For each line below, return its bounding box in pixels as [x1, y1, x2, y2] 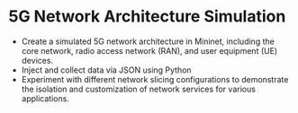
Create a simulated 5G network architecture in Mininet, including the [21, 36, 275, 47]
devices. [21, 55, 54, 65]
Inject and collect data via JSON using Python [21, 65, 192, 75]
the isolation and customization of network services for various [21, 83, 256, 94]
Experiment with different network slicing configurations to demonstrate [21, 74, 289, 84]
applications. [21, 92, 69, 104]
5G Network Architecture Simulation [8, 6, 286, 27]
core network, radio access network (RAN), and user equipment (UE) [21, 45, 278, 56]
